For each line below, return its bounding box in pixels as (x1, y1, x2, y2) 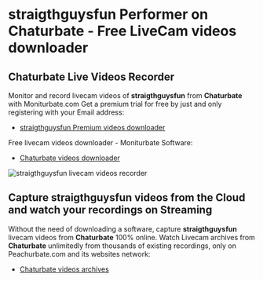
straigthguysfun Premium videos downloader (19, 123, 166, 132)
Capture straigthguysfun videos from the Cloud (8, 191, 246, 205)
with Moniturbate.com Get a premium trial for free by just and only (8, 100, 222, 108)
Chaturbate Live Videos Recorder (8, 70, 175, 83)
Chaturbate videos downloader (19, 153, 120, 162)
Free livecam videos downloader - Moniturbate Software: (8, 138, 193, 147)
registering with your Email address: (8, 108, 125, 117)
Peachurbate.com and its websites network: (8, 249, 151, 258)
